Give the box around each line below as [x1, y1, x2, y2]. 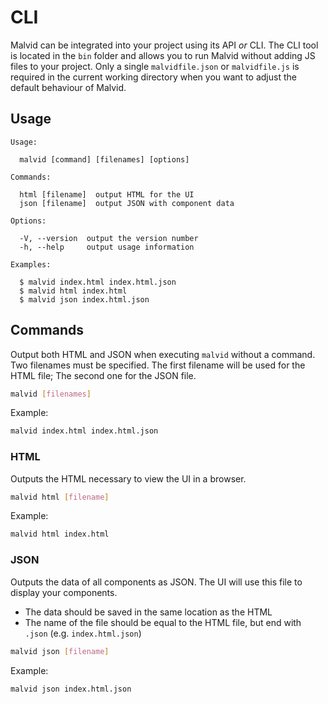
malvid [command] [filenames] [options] [19, 154, 190, 165]
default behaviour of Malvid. [10, 81, 127, 93]
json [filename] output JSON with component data [19, 198, 235, 208]
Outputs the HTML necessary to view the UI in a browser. [10, 472, 247, 485]
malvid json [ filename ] [10, 646, 110, 656]
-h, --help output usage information [19, 242, 195, 252]
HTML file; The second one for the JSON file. [10, 369, 197, 381]
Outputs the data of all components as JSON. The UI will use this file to [10, 576, 303, 588]
